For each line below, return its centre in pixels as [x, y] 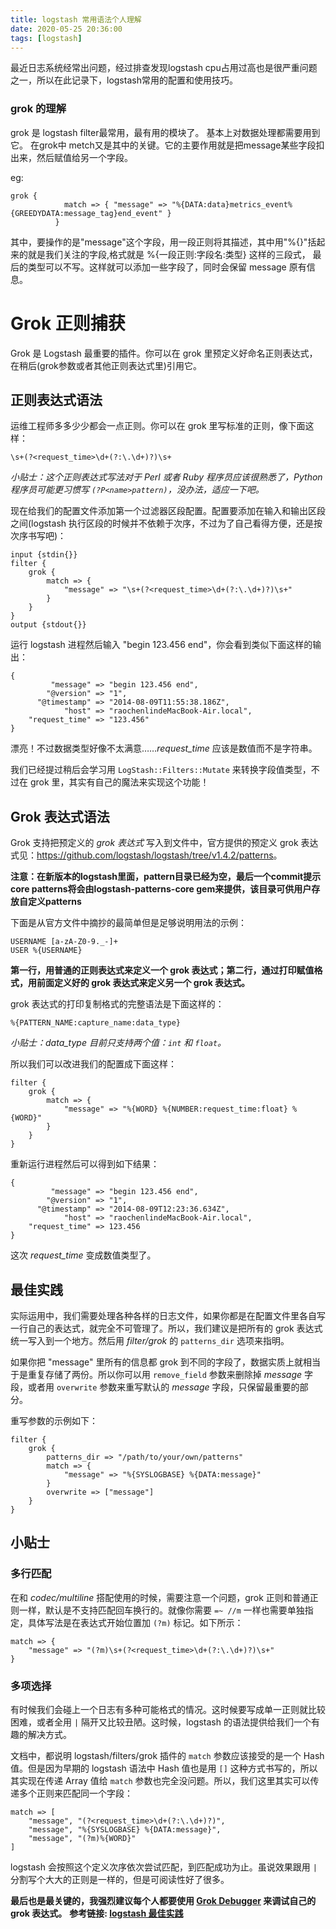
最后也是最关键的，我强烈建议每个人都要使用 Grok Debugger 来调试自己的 [163, 1901]
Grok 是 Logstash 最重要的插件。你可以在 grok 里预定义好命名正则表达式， [164, 353]
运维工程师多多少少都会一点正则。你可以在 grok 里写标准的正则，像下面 [158, 426]
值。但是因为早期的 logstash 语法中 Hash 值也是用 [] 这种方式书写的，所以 [164, 1768]
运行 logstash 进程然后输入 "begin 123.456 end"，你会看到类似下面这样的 [161, 645]
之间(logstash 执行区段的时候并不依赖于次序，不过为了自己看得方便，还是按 [166, 523]
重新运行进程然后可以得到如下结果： [85, 1164]
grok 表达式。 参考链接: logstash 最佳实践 [97, 1913]
